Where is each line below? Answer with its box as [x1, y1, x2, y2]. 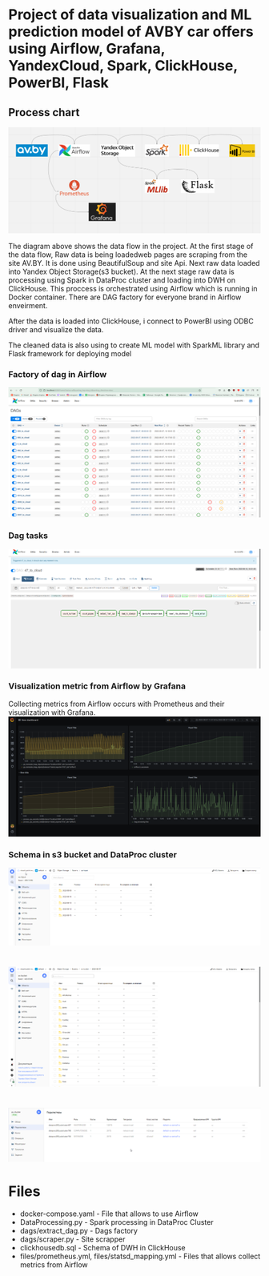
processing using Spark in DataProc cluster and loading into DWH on [8, 275, 236, 285]
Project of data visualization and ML [8, 6, 252, 24]
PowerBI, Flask [8, 74, 110, 92]
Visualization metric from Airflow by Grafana [8, 680, 187, 692]
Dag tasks [8, 530, 48, 541]
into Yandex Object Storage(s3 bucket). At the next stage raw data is [8, 267, 235, 277]
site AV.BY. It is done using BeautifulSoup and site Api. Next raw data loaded [8, 259, 260, 268]
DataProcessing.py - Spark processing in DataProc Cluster [19, 1217, 214, 1226]
